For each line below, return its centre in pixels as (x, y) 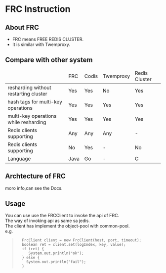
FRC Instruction (38, 9)
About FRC (22, 27)
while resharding (27, 122)
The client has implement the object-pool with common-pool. (67, 226)
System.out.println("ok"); (56, 253)
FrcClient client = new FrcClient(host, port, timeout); (82, 240)
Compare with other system (49, 60)
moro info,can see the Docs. (34, 188)
